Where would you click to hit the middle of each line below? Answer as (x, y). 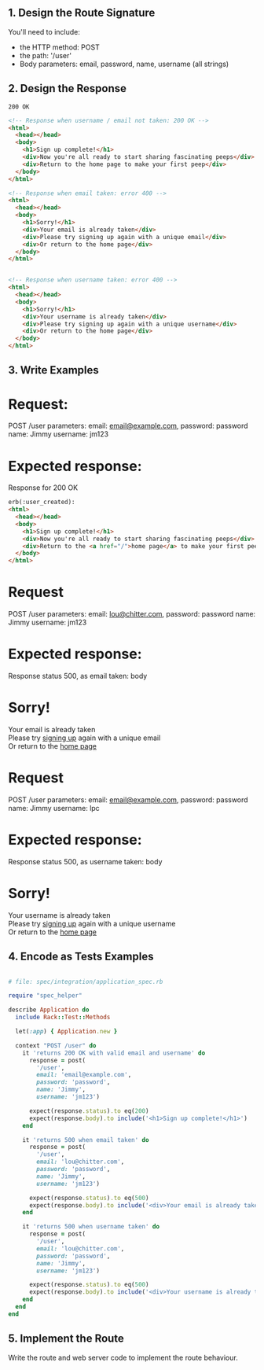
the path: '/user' (46, 55)
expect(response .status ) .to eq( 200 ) (89, 1111)
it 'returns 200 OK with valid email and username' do (114, 1053)
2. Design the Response (68, 88)
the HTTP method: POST (59, 47)
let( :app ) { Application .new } (66, 1032)
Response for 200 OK (43, 488)
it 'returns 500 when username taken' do (91, 1227)
